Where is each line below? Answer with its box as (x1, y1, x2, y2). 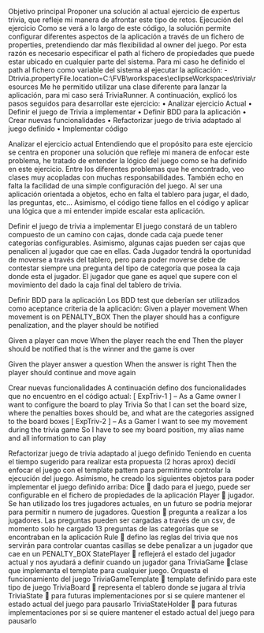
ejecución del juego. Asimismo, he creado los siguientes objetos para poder (8, 474, 255, 483)
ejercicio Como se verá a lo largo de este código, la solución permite (8, 24, 231, 32)
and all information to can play (8, 434, 106, 442)
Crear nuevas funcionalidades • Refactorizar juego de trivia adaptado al (8, 116, 242, 125)
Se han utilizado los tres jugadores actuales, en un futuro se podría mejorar (8, 499, 253, 508)
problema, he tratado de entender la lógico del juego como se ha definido (8, 156, 247, 165)
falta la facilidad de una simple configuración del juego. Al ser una (8, 181, 223, 190)
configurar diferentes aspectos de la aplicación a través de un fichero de (8, 32, 244, 41)
